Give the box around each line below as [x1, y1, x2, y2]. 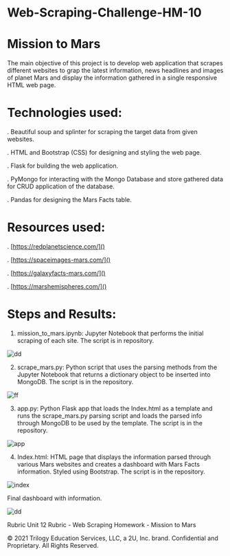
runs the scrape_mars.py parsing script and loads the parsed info [16, 411, 203, 420]
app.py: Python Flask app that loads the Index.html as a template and [16, 404, 213, 412]
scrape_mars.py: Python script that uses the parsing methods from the [16, 363, 218, 371]
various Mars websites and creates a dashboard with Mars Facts [16, 460, 200, 468]
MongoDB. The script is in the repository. [16, 377, 134, 386]
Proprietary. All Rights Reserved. [7, 541, 99, 549]
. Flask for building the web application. [7, 162, 119, 170]
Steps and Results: [7, 307, 117, 322]
